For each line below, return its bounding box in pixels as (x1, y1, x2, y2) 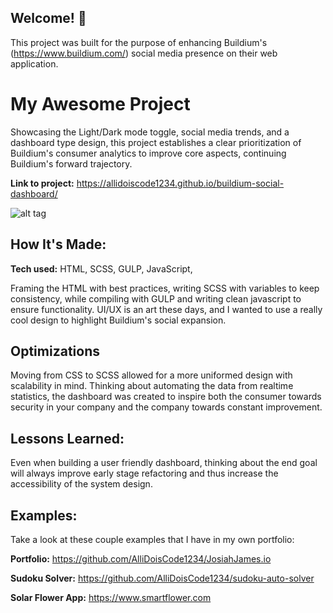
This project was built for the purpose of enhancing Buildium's (10, 36, 268, 48)
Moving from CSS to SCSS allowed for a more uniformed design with (10, 369, 293, 381)
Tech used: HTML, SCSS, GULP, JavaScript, (10, 262, 193, 275)
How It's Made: (10, 236, 107, 253)
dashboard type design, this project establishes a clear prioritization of (10, 136, 302, 148)
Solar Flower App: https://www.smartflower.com (10, 592, 212, 603)
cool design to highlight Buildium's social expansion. (10, 314, 227, 326)
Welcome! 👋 (10, 10, 87, 27)
